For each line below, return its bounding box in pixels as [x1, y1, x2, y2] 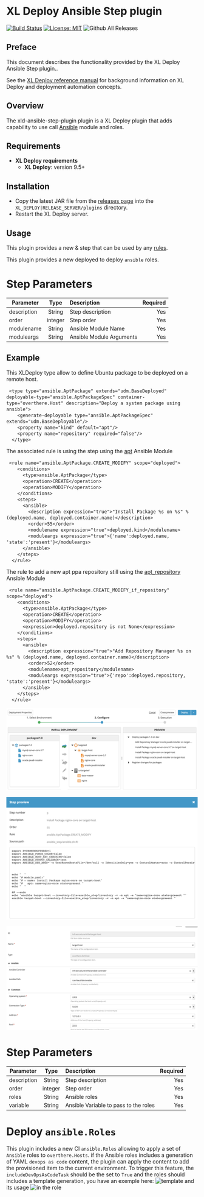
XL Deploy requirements [15, 157, 78, 164]
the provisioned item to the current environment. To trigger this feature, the [6, 1164, 194, 1171]
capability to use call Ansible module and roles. [6, 123, 124, 130]
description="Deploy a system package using [66, 400, 181, 406]
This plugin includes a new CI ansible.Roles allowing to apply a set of [6, 1145, 181, 1152]
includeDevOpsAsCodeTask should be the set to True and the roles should [6, 1171, 185, 1178]
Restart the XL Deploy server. [15, 210, 89, 217]
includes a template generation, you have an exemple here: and [6, 1177, 194, 1184]
